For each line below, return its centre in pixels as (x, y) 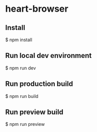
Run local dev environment (48, 56)
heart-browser (37, 9)
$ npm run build (22, 96)
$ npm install (19, 40)
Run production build (39, 84)
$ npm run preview (25, 124)
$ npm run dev (21, 68)
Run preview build (34, 112)
